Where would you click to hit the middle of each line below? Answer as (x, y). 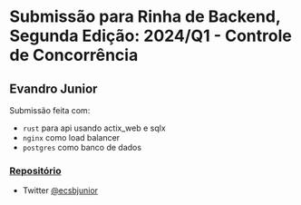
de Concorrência (74, 55)
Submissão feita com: (50, 110)
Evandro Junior (53, 88)
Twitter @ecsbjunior (60, 190)
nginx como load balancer (71, 137)
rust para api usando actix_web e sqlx (94, 128)
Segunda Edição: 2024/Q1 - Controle (150, 36)
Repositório (35, 171)
